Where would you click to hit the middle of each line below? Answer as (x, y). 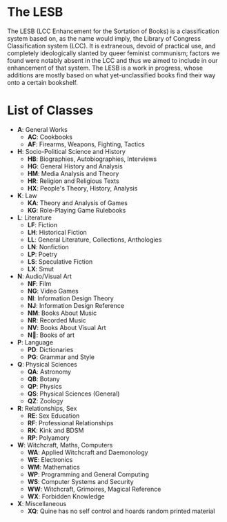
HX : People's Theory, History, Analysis (82, 188)
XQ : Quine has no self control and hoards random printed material (121, 511)
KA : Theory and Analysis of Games (77, 203)
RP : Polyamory (49, 437)
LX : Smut (40, 269)
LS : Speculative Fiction (60, 261)
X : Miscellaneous (42, 503)
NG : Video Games (53, 291)
